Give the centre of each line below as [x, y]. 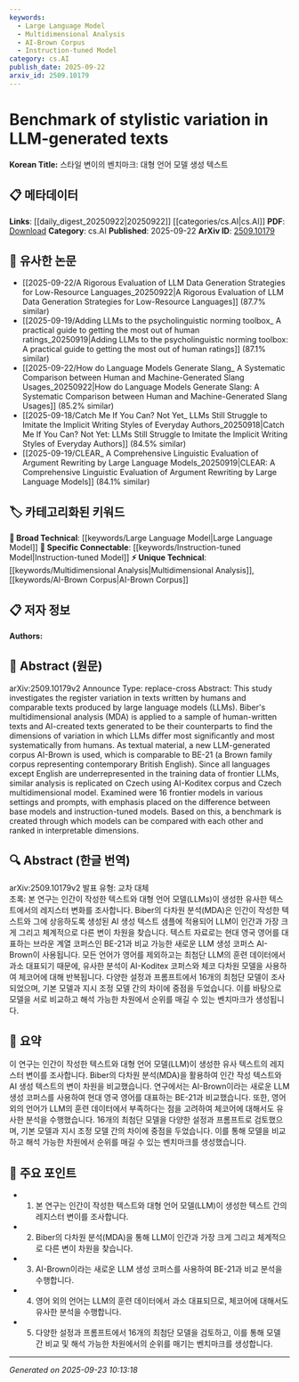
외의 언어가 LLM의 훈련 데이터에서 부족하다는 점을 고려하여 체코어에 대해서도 [142, 1109]
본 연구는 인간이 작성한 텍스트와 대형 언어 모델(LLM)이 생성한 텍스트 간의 [161, 1205]
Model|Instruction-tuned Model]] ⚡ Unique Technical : [108, 557]
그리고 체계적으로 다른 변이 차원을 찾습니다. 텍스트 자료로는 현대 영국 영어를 [149, 932]
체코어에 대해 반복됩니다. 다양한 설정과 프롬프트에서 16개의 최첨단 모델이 [144, 976]
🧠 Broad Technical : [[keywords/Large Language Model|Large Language [141, 538]
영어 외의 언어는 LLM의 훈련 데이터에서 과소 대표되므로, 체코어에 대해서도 [162, 1301]
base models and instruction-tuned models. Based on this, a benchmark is [145, 811]
